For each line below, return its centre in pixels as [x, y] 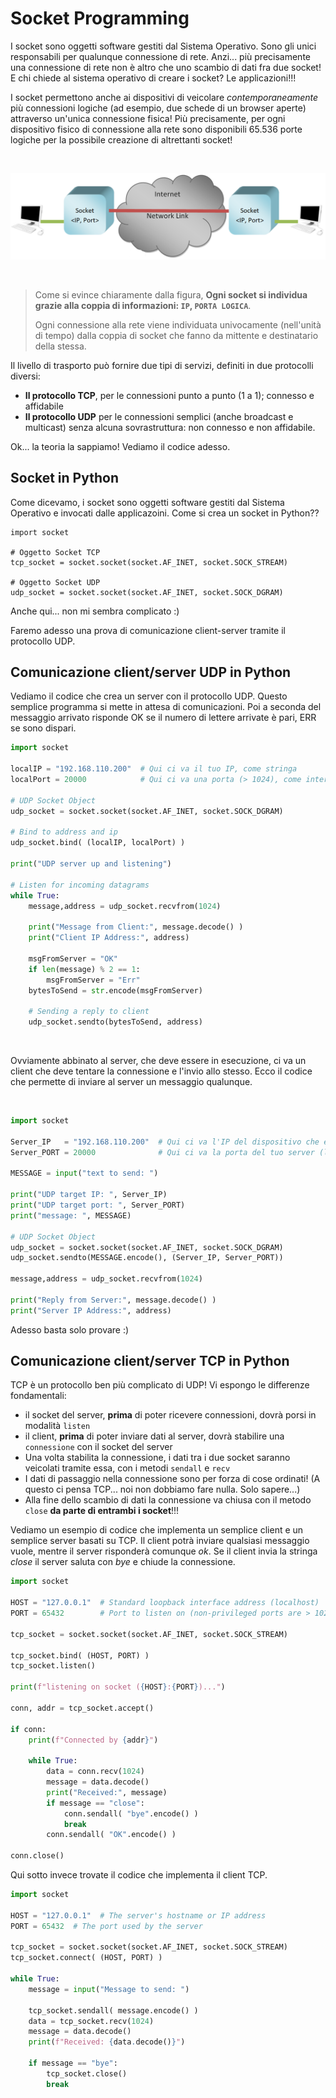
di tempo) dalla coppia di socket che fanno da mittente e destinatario [176, 335]
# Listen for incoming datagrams [80, 885]
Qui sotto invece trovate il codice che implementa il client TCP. [139, 1875]
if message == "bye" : [73, 2063]
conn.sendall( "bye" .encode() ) [131, 1813]
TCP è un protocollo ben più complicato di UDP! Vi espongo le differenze [160, 1385]
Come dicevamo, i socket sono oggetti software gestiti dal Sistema [147, 502]
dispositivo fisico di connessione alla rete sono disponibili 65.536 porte [156, 129]
